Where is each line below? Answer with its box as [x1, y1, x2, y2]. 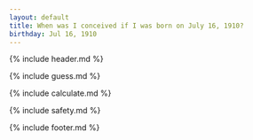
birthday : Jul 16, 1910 [9, 29, 98, 38]
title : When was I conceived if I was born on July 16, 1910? [9, 21, 244, 30]
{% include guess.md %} [9, 71, 100, 82]
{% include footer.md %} [9, 122, 100, 133]
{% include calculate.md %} [9, 88, 112, 98]
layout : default [9, 12, 69, 22]
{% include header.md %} [9, 54, 104, 65]
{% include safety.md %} [9, 105, 101, 116]
